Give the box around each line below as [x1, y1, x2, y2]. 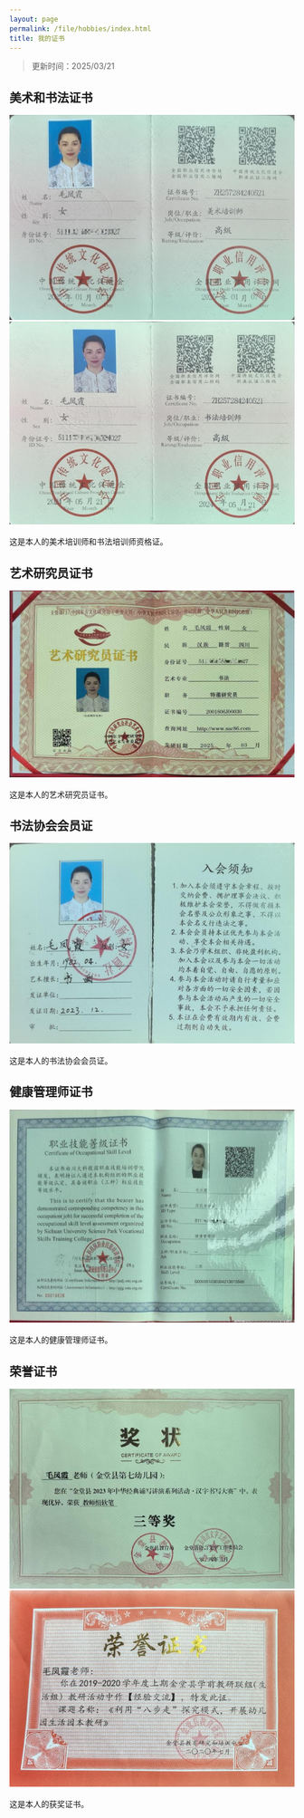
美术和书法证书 [9, 90, 93, 105]
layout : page [9, 14, 59, 24]
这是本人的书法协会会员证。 [9, 1055, 113, 1066]
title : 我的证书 [9, 34, 65, 43]
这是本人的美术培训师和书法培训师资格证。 [9, 536, 168, 547]
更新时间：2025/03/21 [31, 61, 115, 72]
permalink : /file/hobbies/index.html [9, 24, 152, 34]
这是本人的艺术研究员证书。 [9, 789, 113, 800]
